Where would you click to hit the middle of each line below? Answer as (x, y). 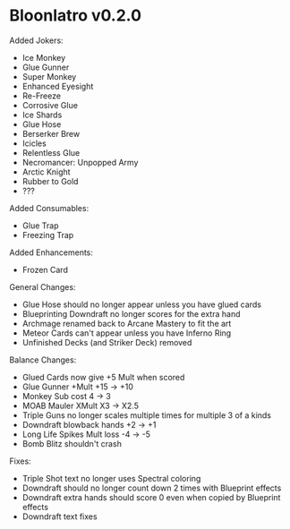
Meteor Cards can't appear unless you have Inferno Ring (127, 333)
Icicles (34, 143)
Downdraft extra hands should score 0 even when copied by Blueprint (151, 497)
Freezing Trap (48, 235)
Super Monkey (49, 76)
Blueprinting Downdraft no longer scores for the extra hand (131, 313)
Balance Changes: (43, 360)
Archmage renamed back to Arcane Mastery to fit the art (127, 323)
